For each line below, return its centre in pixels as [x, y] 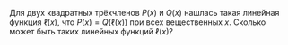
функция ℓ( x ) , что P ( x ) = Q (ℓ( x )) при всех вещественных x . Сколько [138, 22]
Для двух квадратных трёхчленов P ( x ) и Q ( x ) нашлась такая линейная [144, 13]
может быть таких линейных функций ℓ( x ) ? [91, 31]
